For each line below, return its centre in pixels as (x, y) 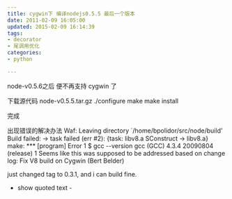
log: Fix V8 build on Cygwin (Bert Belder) (66, 161)
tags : (15, 33)
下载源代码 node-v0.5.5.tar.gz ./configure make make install (93, 101)
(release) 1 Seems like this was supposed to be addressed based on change (116, 153)
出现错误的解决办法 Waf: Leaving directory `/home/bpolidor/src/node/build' (115, 131)
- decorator (24, 40)
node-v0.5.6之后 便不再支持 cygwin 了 (62, 86)
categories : (24, 53)
